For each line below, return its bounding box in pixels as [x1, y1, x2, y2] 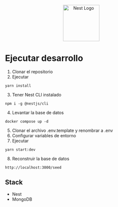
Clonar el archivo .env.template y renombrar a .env [12, 127, 113, 133]
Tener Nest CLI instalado [12, 92, 61, 97]
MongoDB [12, 196, 32, 202]
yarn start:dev [5, 147, 36, 152]
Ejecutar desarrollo [5, 53, 83, 64]
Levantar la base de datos [12, 110, 64, 115]
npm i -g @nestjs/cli [5, 101, 49, 106]
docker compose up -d [5, 119, 49, 124]
